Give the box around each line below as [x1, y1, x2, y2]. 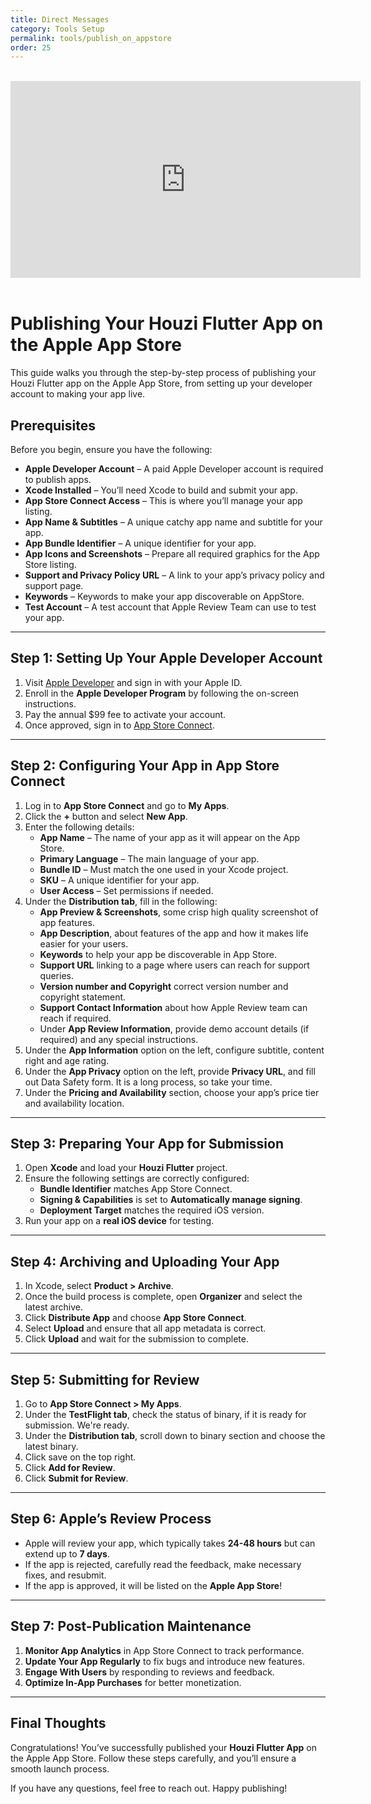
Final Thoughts [10, 1715, 107, 1732]
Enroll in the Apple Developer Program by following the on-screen [24, 687, 300, 699]
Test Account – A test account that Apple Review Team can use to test [24, 601, 317, 613]
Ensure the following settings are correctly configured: [24, 1172, 250, 1185]
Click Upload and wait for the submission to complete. [24, 1333, 249, 1345]
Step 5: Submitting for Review [10, 1371, 200, 1388]
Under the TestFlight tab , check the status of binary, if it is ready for [24, 1409, 307, 1421]
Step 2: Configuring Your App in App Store [10, 757, 280, 775]
